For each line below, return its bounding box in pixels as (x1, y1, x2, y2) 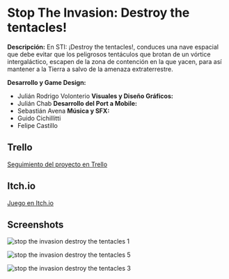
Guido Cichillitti (17, 113, 61, 122)
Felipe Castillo (17, 121, 58, 129)
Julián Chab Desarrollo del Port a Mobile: (17, 99, 138, 107)
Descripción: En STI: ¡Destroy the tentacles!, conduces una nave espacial (7, 42, 219, 51)
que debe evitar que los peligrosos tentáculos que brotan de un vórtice (7, 50, 211, 58)
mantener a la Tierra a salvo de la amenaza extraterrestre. (7, 65, 174, 73)
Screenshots (7, 218, 64, 230)
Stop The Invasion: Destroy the (7, 5, 190, 21)
